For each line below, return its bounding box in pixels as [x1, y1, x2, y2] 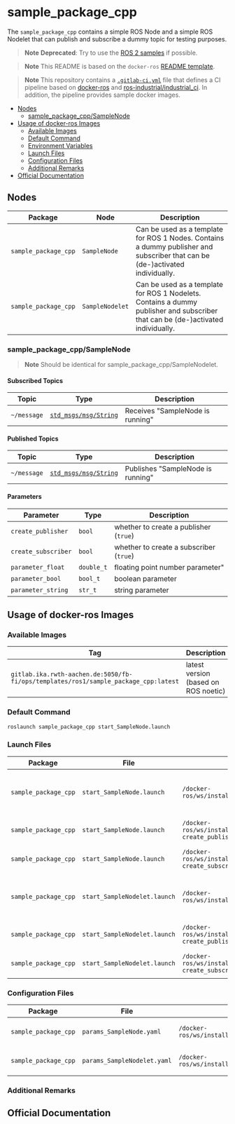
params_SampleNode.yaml [82, 1028, 162, 1036]
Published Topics [7, 434, 59, 443]
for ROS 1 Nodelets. [135, 288, 201, 298]
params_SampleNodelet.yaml [82, 1057, 172, 1065]
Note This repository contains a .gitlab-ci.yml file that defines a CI [24, 75, 221, 84]
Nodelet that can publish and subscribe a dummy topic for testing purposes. [7, 34, 227, 43]
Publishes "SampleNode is [124, 464, 212, 474]
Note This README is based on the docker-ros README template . [24, 62, 215, 70]
